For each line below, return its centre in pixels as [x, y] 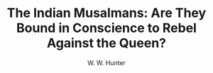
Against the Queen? [106, 43]
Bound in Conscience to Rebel [106, 28]
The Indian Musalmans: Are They [106, 13]
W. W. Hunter [106, 62]
